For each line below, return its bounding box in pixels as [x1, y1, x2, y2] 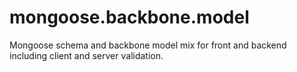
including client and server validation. [9, 49, 164, 61]
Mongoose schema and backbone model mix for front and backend [9, 39, 287, 51]
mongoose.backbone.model [9, 6, 250, 29]
